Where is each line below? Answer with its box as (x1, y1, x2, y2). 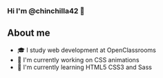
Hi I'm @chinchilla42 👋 (7, 6, 85, 16)
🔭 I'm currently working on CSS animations (17, 55, 140, 64)
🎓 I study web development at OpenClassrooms (17, 46, 157, 54)
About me (7, 27, 50, 39)
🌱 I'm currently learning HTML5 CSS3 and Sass (17, 63, 152, 71)
